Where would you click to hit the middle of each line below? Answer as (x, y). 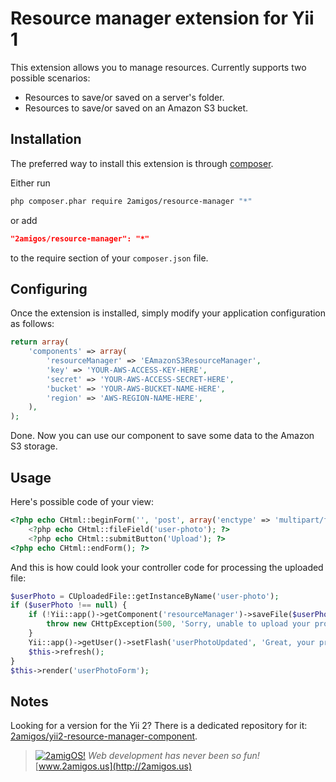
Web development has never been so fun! (174, 756)
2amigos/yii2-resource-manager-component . (104, 736)
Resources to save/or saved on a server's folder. (124, 97)
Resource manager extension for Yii (162, 18)
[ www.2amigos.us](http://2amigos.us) (113, 766)
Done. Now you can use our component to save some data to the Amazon (162, 436)
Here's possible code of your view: (82, 501)
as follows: (32, 324)
